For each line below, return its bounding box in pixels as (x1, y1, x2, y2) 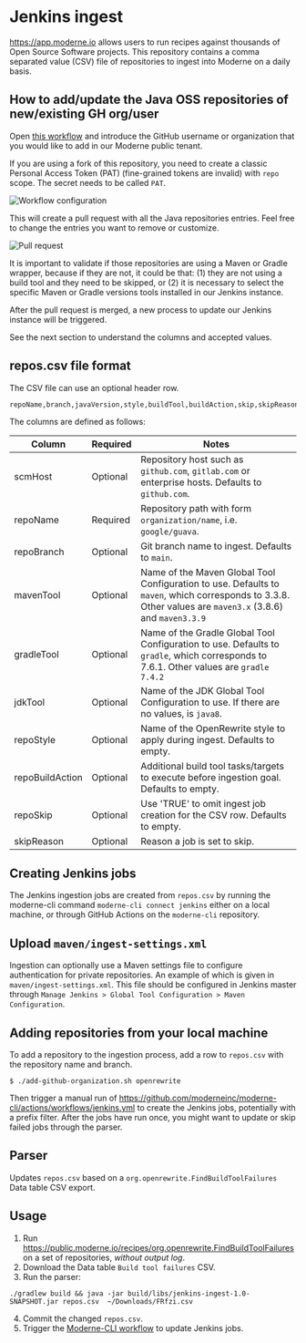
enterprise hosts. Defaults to (140, 476, 262, 489)
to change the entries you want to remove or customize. (9, 222, 219, 233)
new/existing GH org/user (9, 107, 159, 122)
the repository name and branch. (9, 1059, 133, 1069)
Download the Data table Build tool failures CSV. (22, 1261, 216, 1273)
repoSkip (14, 809, 53, 821)
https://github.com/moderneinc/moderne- (118, 1092, 278, 1103)
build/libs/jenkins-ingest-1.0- (127, 1288, 250, 1298)
